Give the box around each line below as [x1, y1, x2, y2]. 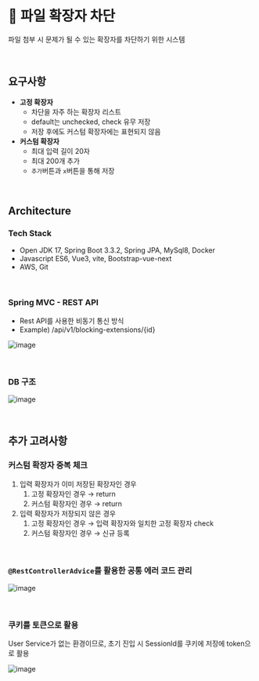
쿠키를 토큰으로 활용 [8, 619, 79, 630]
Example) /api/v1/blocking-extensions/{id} [19, 325, 156, 334]
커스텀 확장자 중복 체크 [8, 460, 88, 471]
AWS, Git [19, 262, 49, 271]
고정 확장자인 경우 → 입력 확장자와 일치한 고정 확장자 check [31, 519, 214, 528]
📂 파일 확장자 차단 [8, 7, 116, 25]
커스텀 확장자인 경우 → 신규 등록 [31, 528, 131, 537]
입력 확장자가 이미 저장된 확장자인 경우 [19, 479, 137, 489]
